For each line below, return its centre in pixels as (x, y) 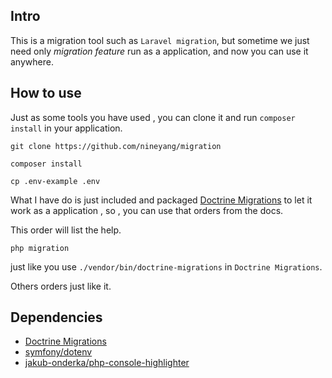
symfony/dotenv (58, 352)
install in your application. (66, 128)
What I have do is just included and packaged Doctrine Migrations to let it (161, 200)
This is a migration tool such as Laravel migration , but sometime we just (160, 40)
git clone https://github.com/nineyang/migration (116, 146)
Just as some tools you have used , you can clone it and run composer (153, 117)
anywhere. (32, 61)
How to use (46, 93)
